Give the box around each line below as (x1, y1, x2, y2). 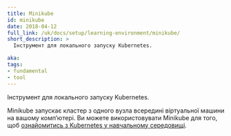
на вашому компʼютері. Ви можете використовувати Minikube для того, (7, 113, 218, 122)
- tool (7, 74, 26, 81)
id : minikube (7, 17, 45, 23)
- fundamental (7, 67, 48, 75)
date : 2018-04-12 (7, 23, 57, 30)
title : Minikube (7, 10, 54, 17)
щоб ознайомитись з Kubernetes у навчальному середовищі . (7, 121, 188, 129)
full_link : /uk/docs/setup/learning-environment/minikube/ (7, 29, 181, 37)
